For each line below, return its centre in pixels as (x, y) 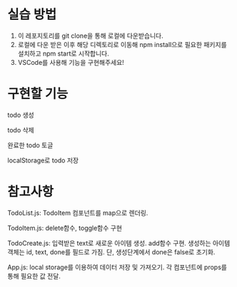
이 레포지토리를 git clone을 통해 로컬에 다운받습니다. (90, 36)
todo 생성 (21, 115)
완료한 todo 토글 (30, 145)
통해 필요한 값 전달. (34, 276)
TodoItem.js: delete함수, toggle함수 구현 (65, 228)
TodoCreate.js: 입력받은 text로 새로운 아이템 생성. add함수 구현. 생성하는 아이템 (119, 243)
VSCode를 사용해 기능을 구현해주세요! (71, 62)
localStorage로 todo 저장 (43, 160)
